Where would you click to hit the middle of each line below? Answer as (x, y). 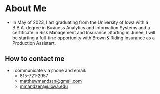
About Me (26, 9)
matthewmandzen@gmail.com (51, 81)
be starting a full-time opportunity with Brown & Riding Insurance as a (83, 38)
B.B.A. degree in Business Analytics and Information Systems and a (81, 27)
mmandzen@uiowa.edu (44, 86)
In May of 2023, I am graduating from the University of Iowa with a (80, 22)
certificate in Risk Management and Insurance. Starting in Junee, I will (83, 32)
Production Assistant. (34, 43)
